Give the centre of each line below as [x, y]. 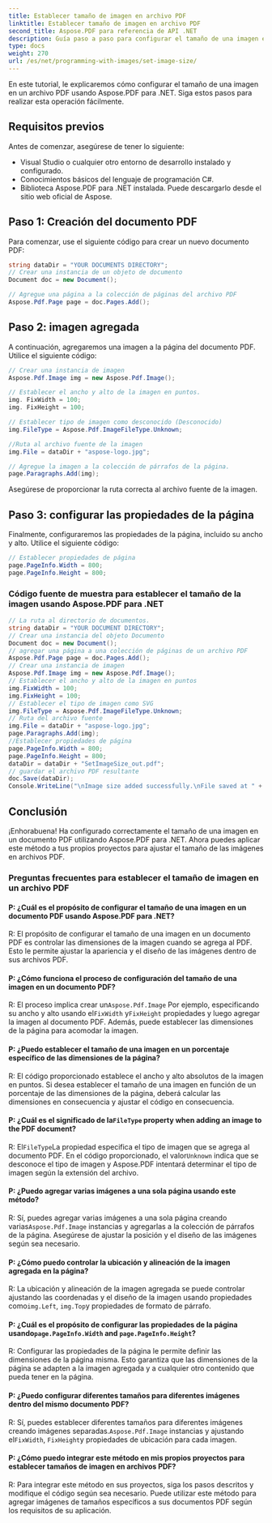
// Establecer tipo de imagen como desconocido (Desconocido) [115, 422]
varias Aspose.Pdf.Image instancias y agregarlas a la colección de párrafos [132, 1226]
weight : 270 [28, 53]
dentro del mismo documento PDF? [69, 1404]
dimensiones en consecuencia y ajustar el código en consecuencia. [121, 1102]
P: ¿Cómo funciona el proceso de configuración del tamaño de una [123, 978]
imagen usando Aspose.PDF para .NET [86, 604]
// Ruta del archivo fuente [56, 719]
